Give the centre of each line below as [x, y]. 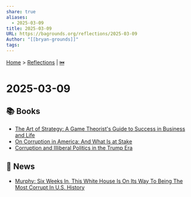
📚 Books [23, 111]
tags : [13, 45]
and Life [25, 135]
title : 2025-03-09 [29, 28]
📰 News [21, 167]
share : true [21, 12]
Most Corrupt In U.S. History [50, 187]
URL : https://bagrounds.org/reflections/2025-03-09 [72, 34]
